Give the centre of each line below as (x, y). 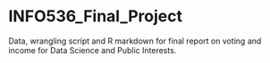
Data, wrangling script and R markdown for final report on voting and (135, 41)
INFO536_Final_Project (95, 16)
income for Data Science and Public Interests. (93, 50)
